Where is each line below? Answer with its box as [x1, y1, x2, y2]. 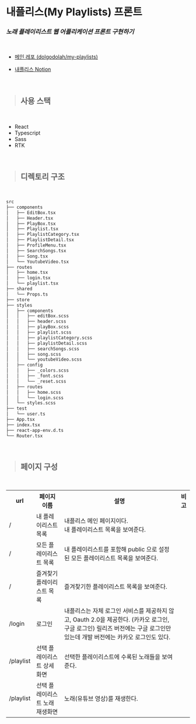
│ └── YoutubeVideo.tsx [6, 259, 69, 265]
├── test [6, 406, 27, 411]
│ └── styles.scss [6, 400, 57, 406]
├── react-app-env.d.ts [6, 427, 64, 433]
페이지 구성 [20, 462, 58, 472]
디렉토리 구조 [20, 171, 65, 181]
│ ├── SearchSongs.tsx [6, 248, 66, 253]
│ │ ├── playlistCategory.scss [6, 335, 93, 341]
